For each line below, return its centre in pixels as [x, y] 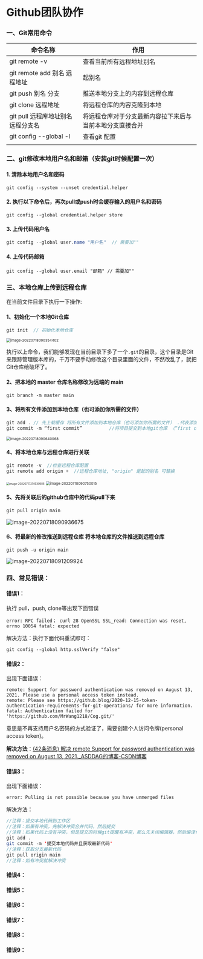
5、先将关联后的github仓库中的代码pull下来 [61, 497]
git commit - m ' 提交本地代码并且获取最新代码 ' [60, 843]
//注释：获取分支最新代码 [34, 849]
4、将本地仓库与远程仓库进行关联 [48, 452]
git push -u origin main [37, 550]
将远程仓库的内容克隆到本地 [122, 105]
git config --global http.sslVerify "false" [63, 649]
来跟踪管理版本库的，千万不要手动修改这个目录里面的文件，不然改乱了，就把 [101, 359]
